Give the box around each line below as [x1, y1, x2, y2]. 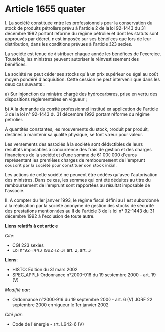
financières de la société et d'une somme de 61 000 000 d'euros [5, 152, 137, 158]
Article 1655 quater [5, 3, 86, 15]
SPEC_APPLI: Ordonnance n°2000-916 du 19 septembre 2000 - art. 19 [12, 272, 156, 278]
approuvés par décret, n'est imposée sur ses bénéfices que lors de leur [5, 36, 151, 42]
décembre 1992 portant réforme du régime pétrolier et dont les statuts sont [5, 30, 159, 36]
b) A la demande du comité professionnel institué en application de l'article [5, 106, 158, 112]
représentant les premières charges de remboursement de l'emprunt [5, 157, 145, 163]
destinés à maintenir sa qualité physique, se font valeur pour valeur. [5, 131, 143, 137]
